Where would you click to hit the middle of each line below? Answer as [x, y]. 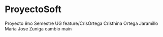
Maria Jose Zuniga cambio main [38, 28]
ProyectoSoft [33, 9]
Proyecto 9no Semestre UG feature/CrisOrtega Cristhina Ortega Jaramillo [81, 23]
